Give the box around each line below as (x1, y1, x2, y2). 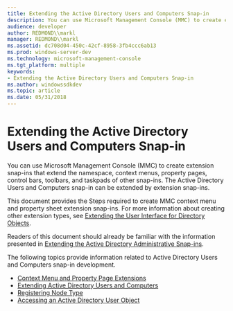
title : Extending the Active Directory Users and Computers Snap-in (7, 10, 209, 17)
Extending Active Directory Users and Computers (17, 281, 159, 290)
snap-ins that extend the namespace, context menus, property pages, (7, 168, 207, 177)
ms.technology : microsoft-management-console (7, 55, 141, 62)
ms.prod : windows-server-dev (7, 49, 92, 56)
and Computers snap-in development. (7, 260, 116, 269)
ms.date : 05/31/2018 (7, 94, 67, 101)
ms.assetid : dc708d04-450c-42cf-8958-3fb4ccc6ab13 (7, 42, 157, 49)
